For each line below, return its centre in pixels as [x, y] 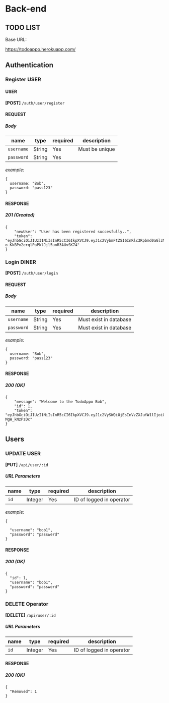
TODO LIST [23, 28]
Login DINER [21, 262]
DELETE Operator [27, 604]
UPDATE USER [23, 454]
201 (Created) [20, 215]
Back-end [26, 9]
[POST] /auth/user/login [32, 273]
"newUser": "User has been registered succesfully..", [73, 232]
